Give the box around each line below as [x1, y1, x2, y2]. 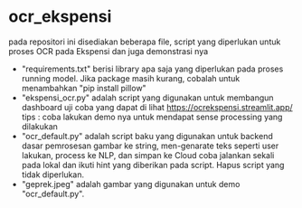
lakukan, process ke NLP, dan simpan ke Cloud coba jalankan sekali [21, 149, 275, 160]
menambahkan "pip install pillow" [21, 82, 146, 93]
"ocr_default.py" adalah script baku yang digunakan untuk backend [21, 130, 273, 141]
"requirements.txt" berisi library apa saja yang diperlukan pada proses [21, 63, 284, 74]
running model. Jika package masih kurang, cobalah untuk [21, 72, 241, 83]
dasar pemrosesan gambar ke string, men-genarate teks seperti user [21, 140, 279, 151]
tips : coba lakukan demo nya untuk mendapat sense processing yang [21, 111, 283, 122]
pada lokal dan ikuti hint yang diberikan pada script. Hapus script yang [21, 159, 285, 170]
